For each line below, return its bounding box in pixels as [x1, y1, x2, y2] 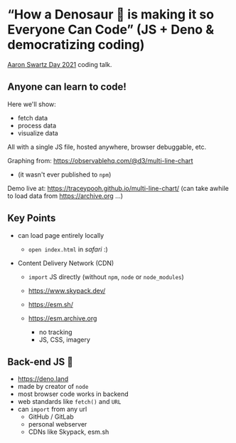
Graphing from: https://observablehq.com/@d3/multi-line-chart [7, 156, 193, 165]
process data [17, 121, 57, 130]
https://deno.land [17, 375, 69, 383]
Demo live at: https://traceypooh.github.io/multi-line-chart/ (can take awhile [7, 184, 230, 192]
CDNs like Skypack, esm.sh [28, 427, 109, 437]
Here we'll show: [7, 100, 57, 108]
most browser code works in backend [17, 390, 129, 398]
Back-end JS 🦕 [7, 355, 73, 368]
